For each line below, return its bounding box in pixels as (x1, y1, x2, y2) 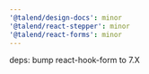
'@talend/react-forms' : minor (9, 30, 123, 39)
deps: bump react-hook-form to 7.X (9, 55, 141, 66)
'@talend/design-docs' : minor (9, 13, 123, 23)
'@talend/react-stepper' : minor (9, 22, 130, 31)
